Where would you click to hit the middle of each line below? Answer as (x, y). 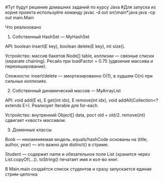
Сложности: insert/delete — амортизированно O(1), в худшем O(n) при (79, 76)
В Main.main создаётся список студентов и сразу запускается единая (78, 169)
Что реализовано (23, 27)
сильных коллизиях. (26, 81)
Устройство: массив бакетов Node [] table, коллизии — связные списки (80, 56)
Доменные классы (32, 130)
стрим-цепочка (21, 174)
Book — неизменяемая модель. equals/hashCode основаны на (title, (77, 139)
